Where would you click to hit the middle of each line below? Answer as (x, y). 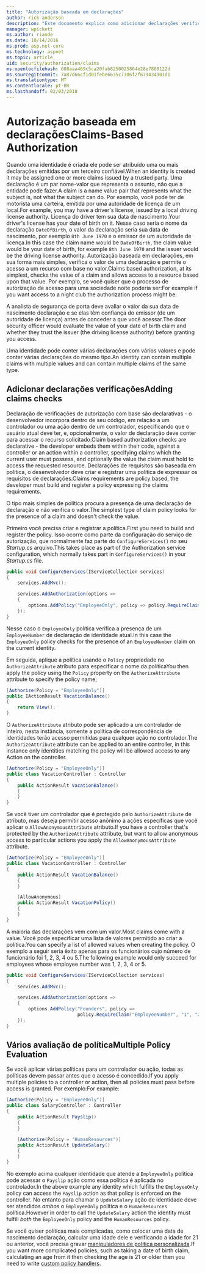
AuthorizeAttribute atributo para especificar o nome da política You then (98, 666)
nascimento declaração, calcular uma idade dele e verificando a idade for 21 (102, 1238)
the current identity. (31, 647)
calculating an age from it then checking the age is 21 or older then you (95, 1257)
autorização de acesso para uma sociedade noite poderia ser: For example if (102, 288)
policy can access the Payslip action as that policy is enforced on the (94, 1193)
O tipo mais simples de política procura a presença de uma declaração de (99, 503)
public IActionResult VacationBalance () (59, 696)
